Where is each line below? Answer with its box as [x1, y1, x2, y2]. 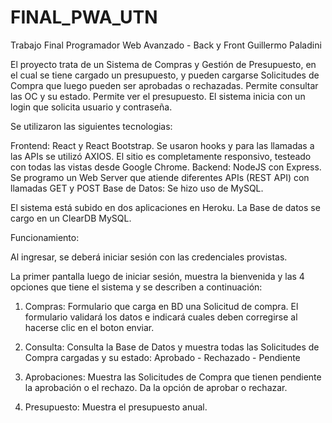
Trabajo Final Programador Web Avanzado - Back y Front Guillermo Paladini [10, 39, 322, 51]
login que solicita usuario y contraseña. [10, 101, 173, 113]
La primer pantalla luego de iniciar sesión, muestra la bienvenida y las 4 [10, 270, 305, 282]
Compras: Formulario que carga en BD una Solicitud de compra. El [24, 300, 299, 312]
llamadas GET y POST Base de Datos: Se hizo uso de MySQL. [10, 182, 264, 194]
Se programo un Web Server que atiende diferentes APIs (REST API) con [10, 171, 310, 183]
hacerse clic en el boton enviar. [24, 321, 155, 333]
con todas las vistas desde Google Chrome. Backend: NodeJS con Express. [10, 161, 322, 173]
